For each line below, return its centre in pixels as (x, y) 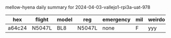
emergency (117, 19)
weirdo (156, 19)
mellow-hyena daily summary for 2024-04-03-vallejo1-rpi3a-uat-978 (78, 7)
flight (42, 19)
